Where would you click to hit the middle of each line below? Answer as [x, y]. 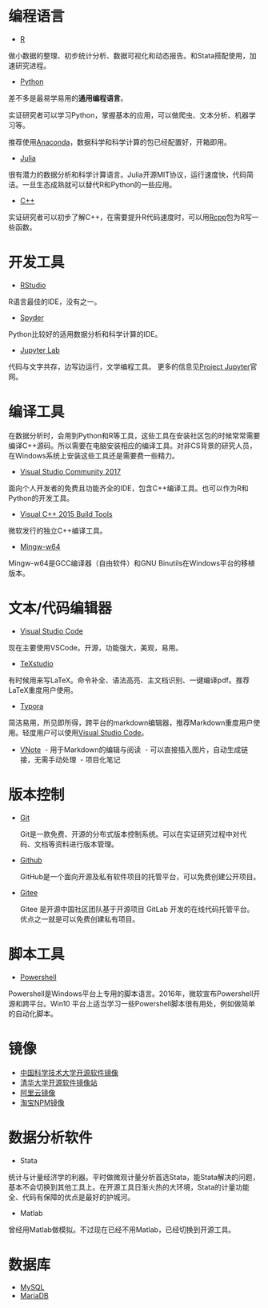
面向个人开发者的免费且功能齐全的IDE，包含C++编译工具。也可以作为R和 [129, 488]
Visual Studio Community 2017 [70, 471]
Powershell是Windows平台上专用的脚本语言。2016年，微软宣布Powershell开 [134, 994]
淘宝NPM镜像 [42, 1102]
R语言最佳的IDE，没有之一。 [55, 302]
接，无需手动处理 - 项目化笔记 [70, 759]
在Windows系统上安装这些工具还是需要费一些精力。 [94, 455]
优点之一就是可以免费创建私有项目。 [80, 919]
